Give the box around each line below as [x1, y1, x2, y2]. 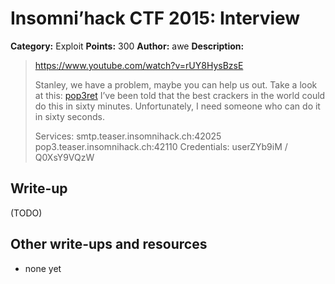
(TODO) [10, 207, 43, 219]
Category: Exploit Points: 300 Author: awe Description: [10, 40, 245, 52]
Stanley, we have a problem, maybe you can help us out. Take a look [34, 78, 318, 91]
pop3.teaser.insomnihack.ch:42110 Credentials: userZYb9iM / [34, 140, 288, 152]
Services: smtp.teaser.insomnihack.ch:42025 [34, 130, 222, 142]
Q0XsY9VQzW [34, 151, 95, 163]
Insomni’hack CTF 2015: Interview [10, 7, 301, 30]
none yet [24, 262, 62, 274]
